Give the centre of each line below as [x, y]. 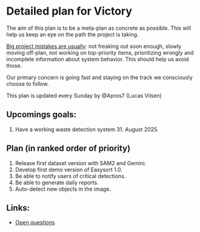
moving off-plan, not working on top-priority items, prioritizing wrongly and [100, 52]
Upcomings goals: [42, 114]
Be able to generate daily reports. [57, 182]
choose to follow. [28, 84]
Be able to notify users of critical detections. [70, 176]
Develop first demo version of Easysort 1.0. [69, 169]
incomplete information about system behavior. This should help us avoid [98, 59]
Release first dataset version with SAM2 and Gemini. [81, 163]
